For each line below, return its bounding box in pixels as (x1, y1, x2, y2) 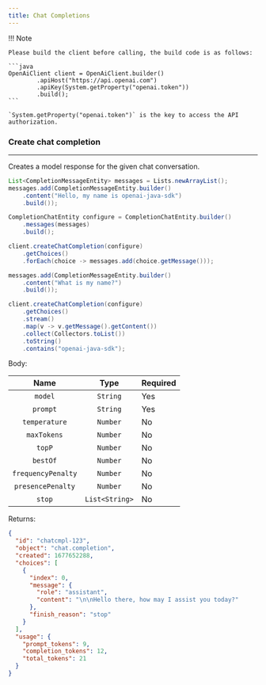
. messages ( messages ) (22, 221, 90, 229)
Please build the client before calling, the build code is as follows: (8, 48, 253, 56)
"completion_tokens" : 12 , (22, 647, 108, 656)
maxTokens (26, 431, 63, 440)
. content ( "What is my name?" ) (22, 279, 123, 287)
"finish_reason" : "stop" (28, 611, 112, 618)
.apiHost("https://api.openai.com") (36, 76, 158, 84)
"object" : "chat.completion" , (15, 544, 115, 553)
